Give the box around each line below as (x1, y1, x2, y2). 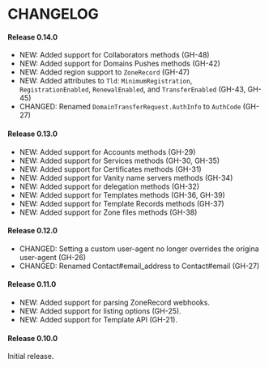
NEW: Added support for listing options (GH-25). (19, 306, 181, 316)
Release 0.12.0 (7, 226, 58, 236)
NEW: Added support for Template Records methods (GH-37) (19, 198, 224, 208)
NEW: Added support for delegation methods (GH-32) (19, 181, 200, 191)
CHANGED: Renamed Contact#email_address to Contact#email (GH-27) (19, 261, 260, 271)
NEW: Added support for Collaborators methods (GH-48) (19, 50, 210, 60)
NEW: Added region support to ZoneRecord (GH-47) (19, 67, 190, 77)
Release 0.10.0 (7, 333, 58, 343)
